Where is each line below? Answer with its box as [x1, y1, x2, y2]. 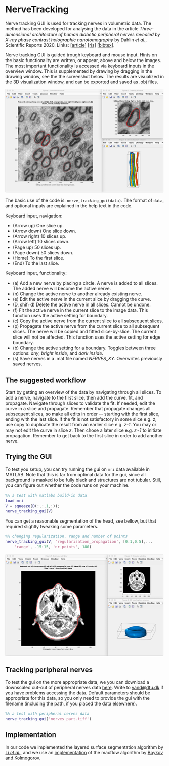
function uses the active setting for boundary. [12, 313, 108, 319]
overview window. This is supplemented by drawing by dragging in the [5, 68, 153, 74]
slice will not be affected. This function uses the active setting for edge [12, 334, 161, 340]
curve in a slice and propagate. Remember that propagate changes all [5, 405, 151, 411]
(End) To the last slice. [12, 260, 59, 266]
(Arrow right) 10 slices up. [12, 233, 67, 239]
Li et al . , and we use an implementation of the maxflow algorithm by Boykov [5, 749, 163, 755]
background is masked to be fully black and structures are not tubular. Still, [5, 477, 162, 483]
